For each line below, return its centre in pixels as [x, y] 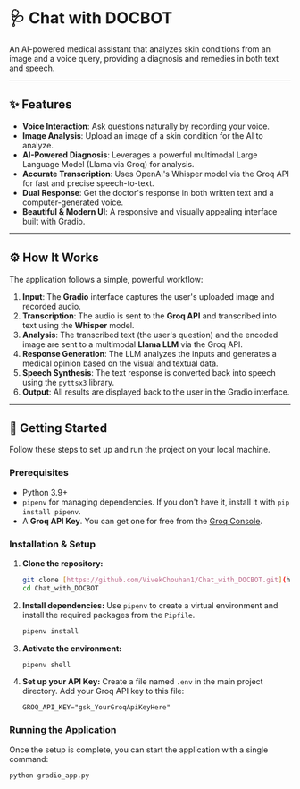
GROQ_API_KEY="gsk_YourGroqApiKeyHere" [96, 708]
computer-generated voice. [73, 202]
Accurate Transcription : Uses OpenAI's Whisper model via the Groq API [156, 174]
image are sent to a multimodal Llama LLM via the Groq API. [133, 344]
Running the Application [63, 730]
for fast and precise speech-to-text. [88, 183]
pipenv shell [46, 665]
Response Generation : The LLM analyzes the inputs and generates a [149, 353]
